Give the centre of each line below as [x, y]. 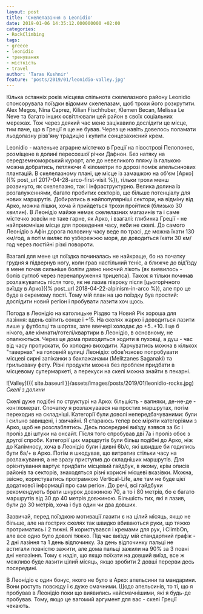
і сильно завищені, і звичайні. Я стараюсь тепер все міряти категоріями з [101, 421]
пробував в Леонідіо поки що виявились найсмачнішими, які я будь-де [99, 593]
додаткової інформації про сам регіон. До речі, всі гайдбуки [85, 485]
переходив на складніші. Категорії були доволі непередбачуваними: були [102, 415]
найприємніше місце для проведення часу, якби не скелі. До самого [96, 225]
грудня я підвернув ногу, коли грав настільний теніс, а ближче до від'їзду [102, 263]
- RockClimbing [25, 35]
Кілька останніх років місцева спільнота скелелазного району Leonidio [98, 97]
